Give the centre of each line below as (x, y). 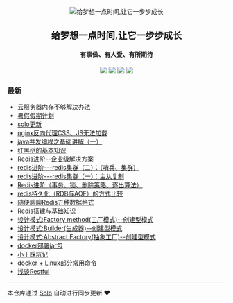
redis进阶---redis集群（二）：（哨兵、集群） (78, 167)
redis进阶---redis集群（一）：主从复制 (71, 176)
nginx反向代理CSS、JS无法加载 (62, 132)
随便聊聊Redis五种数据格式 (56, 202)
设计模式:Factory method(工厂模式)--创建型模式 (85, 219)
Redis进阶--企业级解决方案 (55, 159)
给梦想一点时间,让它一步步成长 (116, 36)
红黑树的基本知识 (42, 150)
